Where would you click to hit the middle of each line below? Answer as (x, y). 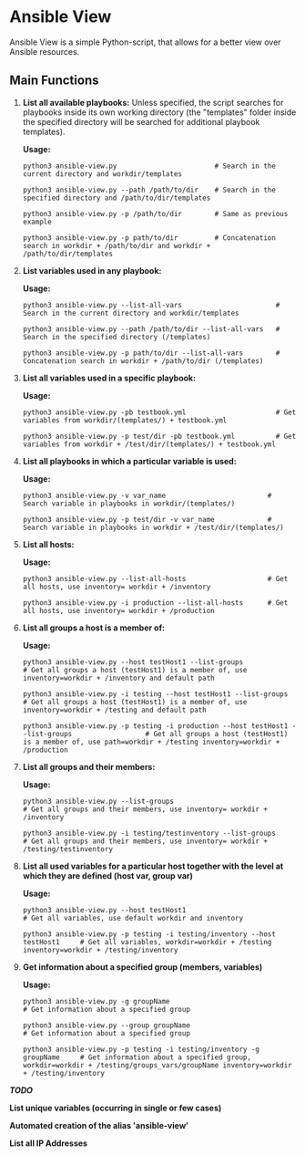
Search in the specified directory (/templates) (117, 337)
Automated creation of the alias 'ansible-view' (99, 1125)
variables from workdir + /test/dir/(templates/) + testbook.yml (149, 444)
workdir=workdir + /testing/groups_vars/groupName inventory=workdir (158, 1065)
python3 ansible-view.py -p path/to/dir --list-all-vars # (151, 353)
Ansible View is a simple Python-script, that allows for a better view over (145, 42)
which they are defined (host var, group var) (108, 875)
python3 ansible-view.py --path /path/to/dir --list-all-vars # (151, 329)
